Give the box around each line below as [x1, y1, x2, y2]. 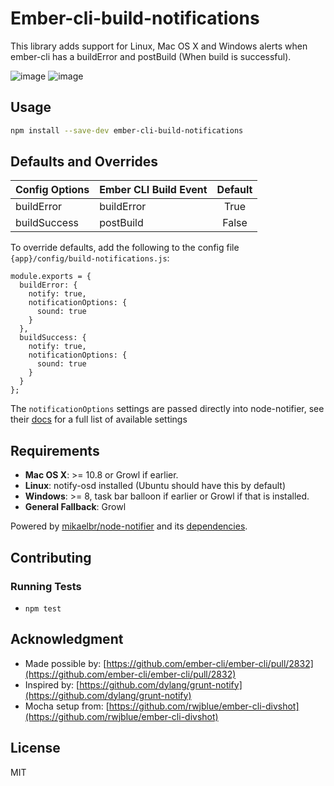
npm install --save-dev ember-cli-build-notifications [10, 125, 244, 136]
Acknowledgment [10, 631, 124, 648]
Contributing [10, 549, 92, 566]
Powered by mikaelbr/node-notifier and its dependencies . [10, 520, 248, 532]
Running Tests [10, 579, 82, 593]
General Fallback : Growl [24, 501, 127, 513]
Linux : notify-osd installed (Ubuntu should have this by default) [24, 480, 287, 492]
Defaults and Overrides [10, 153, 159, 171]
